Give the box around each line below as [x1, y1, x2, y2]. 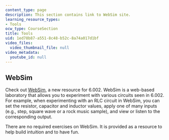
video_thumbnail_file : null [10, 45, 70, 50]
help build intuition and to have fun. [5, 129, 79, 135]
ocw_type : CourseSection [5, 26, 58, 31]
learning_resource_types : [5, 17, 60, 22]
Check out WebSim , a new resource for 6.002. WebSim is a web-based [5, 87, 155, 93]
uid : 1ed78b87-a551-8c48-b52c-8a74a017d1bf [5, 36, 99, 41]
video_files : [5, 41, 33, 46]
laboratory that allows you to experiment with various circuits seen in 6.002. [5, 92, 164, 98]
